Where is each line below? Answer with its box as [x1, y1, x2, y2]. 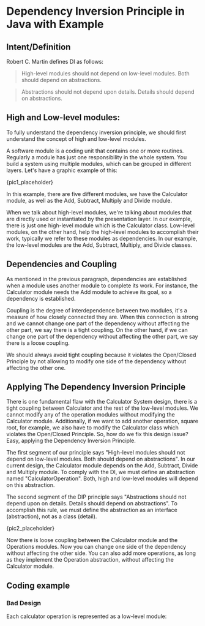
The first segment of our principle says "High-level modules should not [6, 449, 185, 456]
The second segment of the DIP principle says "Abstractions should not [6, 493, 187, 500]
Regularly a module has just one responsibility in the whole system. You [6, 153, 187, 160]
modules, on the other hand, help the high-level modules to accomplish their [6, 228, 199, 235]
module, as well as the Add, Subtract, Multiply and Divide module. [6, 197, 173, 204]
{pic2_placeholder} [6, 525, 55, 532]
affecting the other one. [6, 364, 66, 371]
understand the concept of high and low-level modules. [6, 135, 147, 142]
